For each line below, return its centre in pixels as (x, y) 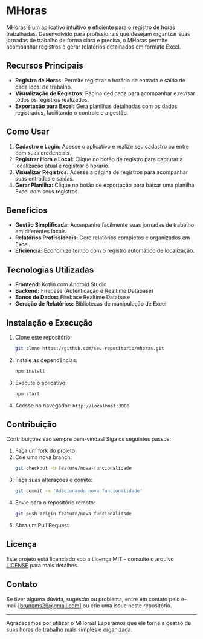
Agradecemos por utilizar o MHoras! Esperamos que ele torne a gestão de (99, 623)
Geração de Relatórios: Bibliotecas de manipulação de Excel (91, 304)
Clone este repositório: (43, 337)
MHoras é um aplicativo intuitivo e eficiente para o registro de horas (91, 27)
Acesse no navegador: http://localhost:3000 (72, 405)
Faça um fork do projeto (45, 451)
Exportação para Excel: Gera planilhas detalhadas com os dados (96, 106)
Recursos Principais (45, 66)
